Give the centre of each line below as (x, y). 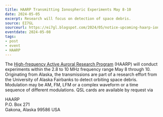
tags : (10, 37)
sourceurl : (16, 28)
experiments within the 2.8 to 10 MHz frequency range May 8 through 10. (78, 69)
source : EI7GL (19, 23)
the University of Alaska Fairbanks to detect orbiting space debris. (71, 79)
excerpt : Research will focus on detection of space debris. (68, 18)
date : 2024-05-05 (23, 14)
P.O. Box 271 (17, 104)
